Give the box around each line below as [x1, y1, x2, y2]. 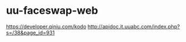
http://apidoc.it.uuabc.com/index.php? [87, 23, 180, 30]
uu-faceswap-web [6, 4, 98, 17]
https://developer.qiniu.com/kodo [6, 23, 87, 30]
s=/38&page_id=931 [6, 29, 55, 36]
